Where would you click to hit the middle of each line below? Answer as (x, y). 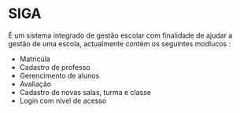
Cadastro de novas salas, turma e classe (85, 92)
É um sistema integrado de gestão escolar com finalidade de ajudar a (120, 35)
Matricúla (35, 59)
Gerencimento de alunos (59, 75)
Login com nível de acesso (63, 100)
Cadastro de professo (55, 67)
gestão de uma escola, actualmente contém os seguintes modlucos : (120, 43)
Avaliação (35, 84)
